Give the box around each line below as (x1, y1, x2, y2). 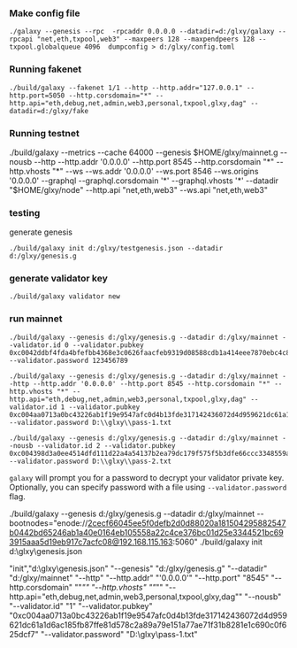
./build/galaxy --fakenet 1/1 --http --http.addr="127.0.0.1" (9, 83, 243, 92)
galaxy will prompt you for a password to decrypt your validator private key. (9, 472, 285, 482)
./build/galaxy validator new (9, 292, 121, 301)
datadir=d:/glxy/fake (9, 106, 89, 115)
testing (9, 206, 41, 219)
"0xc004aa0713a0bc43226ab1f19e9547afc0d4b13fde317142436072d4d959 (9, 610, 287, 621)
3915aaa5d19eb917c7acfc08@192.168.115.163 (9, 536, 173, 547)
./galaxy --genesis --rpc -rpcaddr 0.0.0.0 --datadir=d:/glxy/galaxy (9, 27, 275, 36)
